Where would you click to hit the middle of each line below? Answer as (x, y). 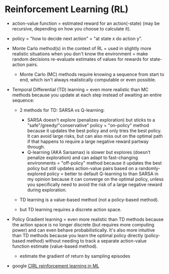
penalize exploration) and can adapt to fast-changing (82, 158)
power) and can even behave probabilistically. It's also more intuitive (83, 230)
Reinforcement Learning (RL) (67, 9)
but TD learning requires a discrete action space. (71, 209)
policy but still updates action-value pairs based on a (82, 168)
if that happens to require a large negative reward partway (88, 141)
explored (36, 174)
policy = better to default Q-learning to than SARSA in (103, 174)
